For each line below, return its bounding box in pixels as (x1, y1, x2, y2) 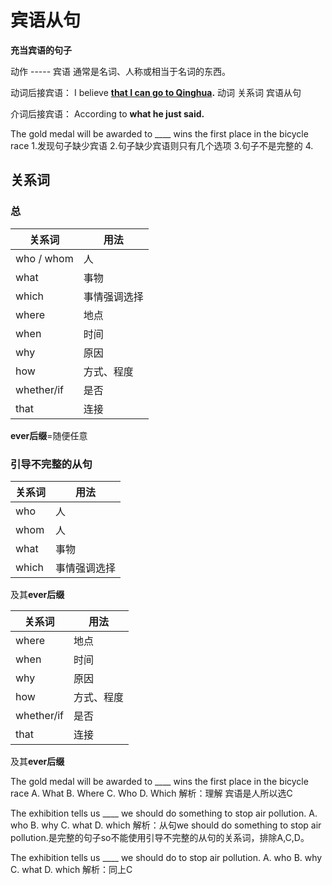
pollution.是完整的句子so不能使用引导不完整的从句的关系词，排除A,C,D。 (10, 831, 310, 843)
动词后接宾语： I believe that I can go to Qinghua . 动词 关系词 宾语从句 (10, 86, 302, 98)
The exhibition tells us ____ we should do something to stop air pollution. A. (10, 807, 318, 819)
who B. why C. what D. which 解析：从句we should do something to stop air (10, 819, 322, 831)
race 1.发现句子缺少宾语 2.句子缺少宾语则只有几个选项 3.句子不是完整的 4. (10, 139, 314, 151)
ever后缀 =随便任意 (10, 429, 88, 441)
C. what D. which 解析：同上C (10, 863, 133, 875)
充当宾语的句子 (10, 44, 72, 56)
